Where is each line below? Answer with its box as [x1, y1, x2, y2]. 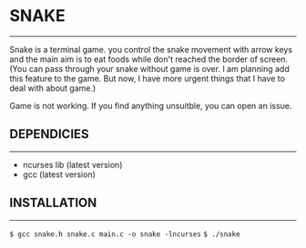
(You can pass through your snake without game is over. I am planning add [9, 63, 290, 74]
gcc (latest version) [22, 169, 96, 180]
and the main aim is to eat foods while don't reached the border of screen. [9, 54, 289, 64]
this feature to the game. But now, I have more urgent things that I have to [9, 73, 285, 84]
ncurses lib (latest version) [22, 159, 123, 170]
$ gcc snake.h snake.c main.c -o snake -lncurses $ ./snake [9, 229, 240, 239]
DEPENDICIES [9, 126, 89, 142]
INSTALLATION [9, 195, 97, 211]
